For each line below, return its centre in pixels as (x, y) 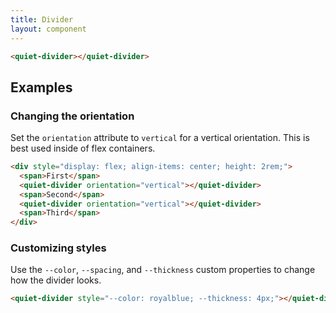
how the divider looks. (56, 280)
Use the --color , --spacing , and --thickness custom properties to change (163, 270)
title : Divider (42, 19)
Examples (41, 87)
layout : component (48, 29)
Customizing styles (58, 248)
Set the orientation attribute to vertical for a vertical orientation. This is (160, 138)
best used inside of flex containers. (83, 148)
